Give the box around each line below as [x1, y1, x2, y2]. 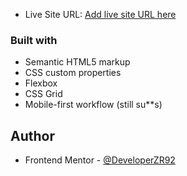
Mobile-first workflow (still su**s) [24, 99, 163, 111]
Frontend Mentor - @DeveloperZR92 [24, 154, 176, 166]
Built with [10, 33, 58, 47]
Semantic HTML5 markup [24, 56, 131, 68]
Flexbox [24, 77, 58, 89]
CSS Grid [24, 88, 63, 100]
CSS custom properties [24, 67, 122, 79]
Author [10, 127, 55, 144]
